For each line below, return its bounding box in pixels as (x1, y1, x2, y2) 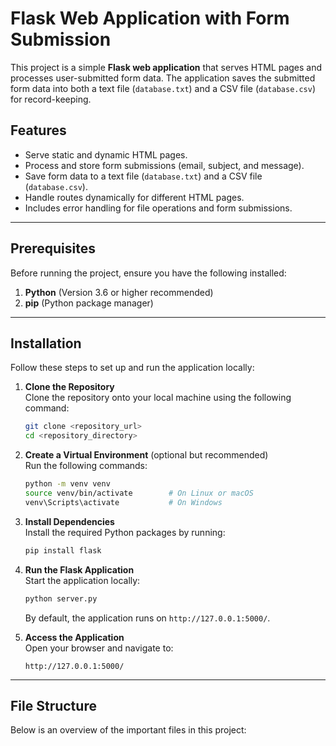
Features (10, 122, 67, 139)
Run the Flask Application (24, 563, 135, 576)
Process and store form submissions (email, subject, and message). (24, 159, 305, 171)
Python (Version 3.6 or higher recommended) (24, 286, 214, 298)
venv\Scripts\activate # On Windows (24, 497, 223, 507)
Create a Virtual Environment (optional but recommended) (24, 449, 269, 461)
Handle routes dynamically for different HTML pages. (24, 191, 245, 203)
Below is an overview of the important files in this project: (10, 724, 247, 736)
